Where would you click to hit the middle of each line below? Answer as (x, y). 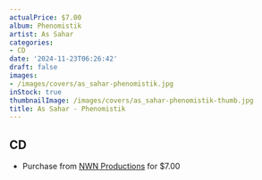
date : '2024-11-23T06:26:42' (63, 59)
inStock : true (36, 92)
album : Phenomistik (46, 26)
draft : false (34, 68)
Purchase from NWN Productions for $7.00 (101, 167)
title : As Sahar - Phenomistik (68, 109)
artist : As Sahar (42, 34)
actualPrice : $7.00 (46, 17)
